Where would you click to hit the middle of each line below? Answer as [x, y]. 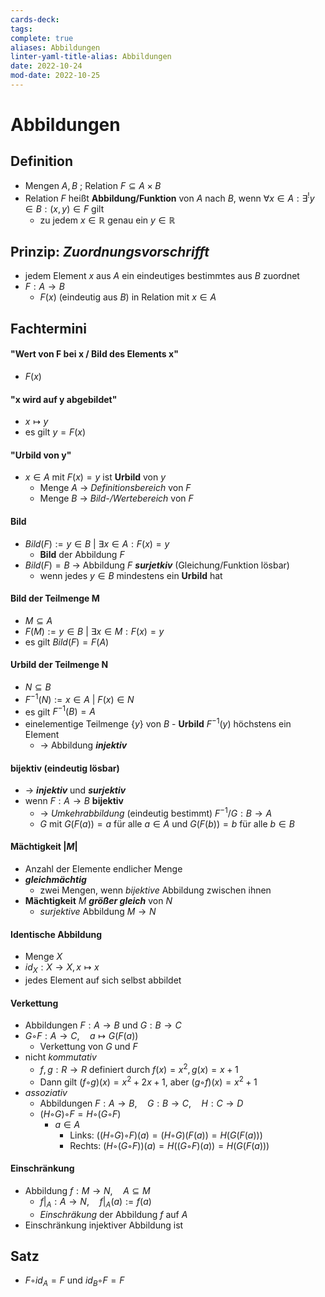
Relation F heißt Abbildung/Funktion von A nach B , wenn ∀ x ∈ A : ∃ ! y [169, 197]
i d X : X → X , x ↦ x [62, 968]
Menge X [43, 957]
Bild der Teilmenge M [55, 598]
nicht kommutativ [60, 1057]
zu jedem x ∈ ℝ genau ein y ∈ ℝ [107, 220]
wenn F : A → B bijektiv [74, 801]
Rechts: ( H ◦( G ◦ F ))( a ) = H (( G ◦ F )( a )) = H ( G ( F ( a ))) [169, 1145]
